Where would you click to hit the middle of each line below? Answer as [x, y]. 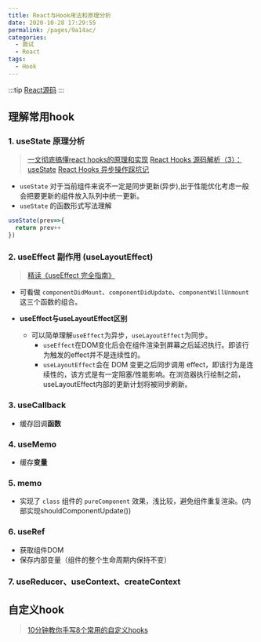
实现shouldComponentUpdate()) [79, 511]
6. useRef [27, 532]
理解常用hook [42, 117]
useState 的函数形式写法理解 [65, 206]
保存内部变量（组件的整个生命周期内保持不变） [95, 560]
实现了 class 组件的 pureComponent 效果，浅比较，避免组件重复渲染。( [132, 501]
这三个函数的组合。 [51, 302]
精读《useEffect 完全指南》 [71, 275]
